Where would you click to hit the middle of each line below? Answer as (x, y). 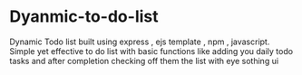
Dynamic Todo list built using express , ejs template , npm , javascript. (140, 42)
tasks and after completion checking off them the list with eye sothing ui (144, 61)
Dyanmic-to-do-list (84, 17)
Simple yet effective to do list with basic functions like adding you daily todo (151, 51)
